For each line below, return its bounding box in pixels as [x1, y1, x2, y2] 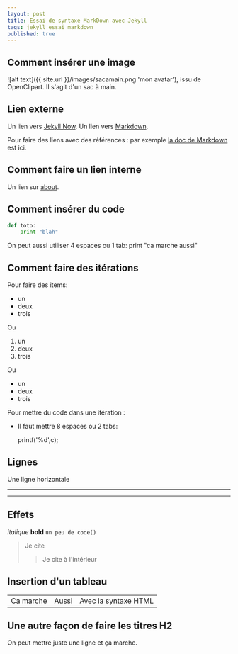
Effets [7, 509, 34, 521]
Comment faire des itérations [7, 261, 140, 274]
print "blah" [20, 228, 59, 236]
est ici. [7, 143, 27, 152]
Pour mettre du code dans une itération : [7, 408, 125, 417]
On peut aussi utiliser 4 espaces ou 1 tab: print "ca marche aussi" [7, 242, 198, 250]
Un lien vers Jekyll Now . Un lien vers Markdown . [7, 122, 149, 130]
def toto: [7, 222, 37, 229]
